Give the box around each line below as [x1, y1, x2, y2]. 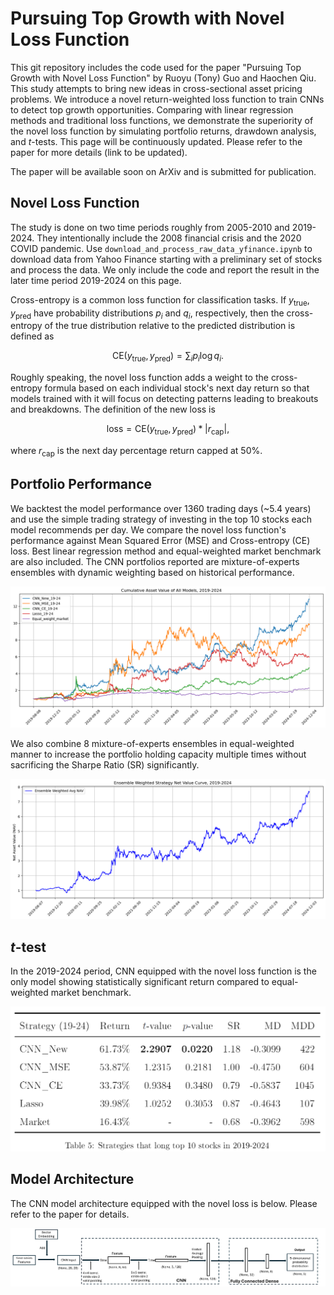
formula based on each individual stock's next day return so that [44, 382, 310, 394]
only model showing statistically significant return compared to [10, 976, 270, 988]
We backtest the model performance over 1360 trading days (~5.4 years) [10, 502, 312, 514]
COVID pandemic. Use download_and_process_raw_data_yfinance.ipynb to [10, 242, 313, 254]
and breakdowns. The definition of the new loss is [10, 403, 216, 416]
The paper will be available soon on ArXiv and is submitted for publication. [10, 165, 317, 177]
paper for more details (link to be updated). [10, 146, 188, 158]
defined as [10, 330, 55, 342]
